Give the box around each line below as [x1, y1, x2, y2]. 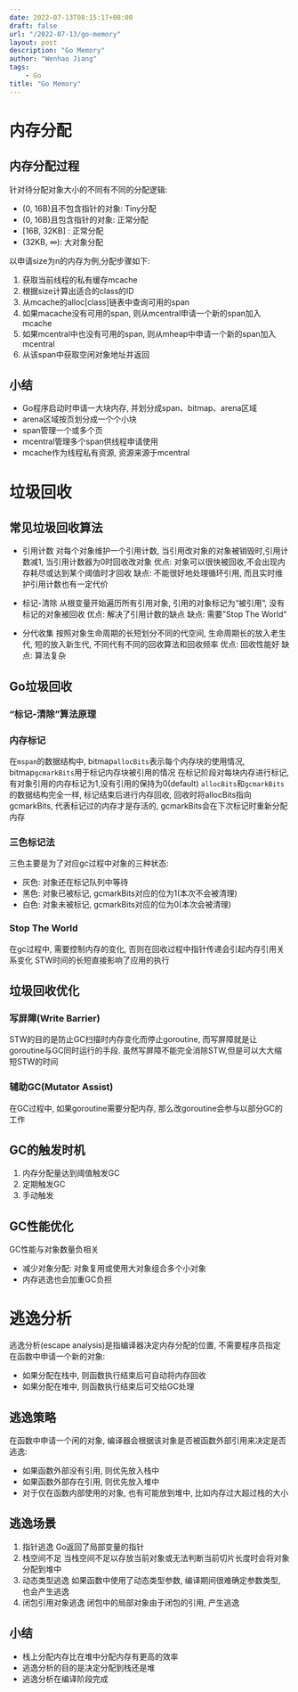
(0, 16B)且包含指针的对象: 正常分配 [21, 214, 149, 225]
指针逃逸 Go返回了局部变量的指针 [21, 1541, 145, 1552]
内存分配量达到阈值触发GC [21, 1168, 120, 1179]
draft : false [9, 21, 58, 30]
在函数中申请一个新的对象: [9, 1351, 106, 1362]
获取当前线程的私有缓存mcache [21, 274, 138, 285]
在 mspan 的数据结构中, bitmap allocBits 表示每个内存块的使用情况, [9, 756, 246, 767]
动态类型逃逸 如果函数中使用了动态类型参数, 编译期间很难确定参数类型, [21, 1574, 281, 1585]
